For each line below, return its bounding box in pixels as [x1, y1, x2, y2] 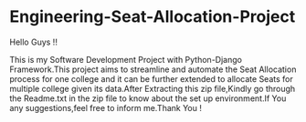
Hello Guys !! [9, 36, 58, 47]
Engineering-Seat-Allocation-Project [9, 6, 296, 27]
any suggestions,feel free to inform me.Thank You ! [9, 102, 203, 113]
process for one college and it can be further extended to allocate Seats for [9, 73, 294, 84]
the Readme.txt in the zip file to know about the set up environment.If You [9, 93, 287, 104]
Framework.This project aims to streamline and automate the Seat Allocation [9, 64, 297, 75]
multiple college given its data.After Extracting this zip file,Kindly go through [9, 83, 296, 94]
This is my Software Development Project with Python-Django [9, 54, 242, 65]
